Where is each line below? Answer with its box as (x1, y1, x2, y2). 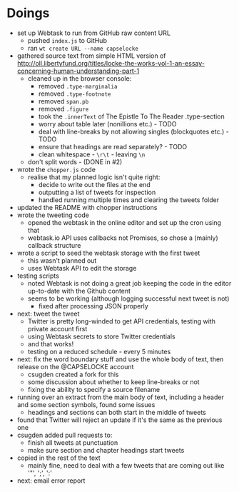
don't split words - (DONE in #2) (27, 157, 123, 166)
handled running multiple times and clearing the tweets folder (38, 195, 219, 204)
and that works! (27, 339, 74, 348)
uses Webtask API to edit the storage (27, 263, 137, 272)
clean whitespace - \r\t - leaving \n (38, 150, 146, 159)
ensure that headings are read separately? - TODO (38, 142, 187, 151)
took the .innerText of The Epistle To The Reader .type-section (38, 112, 225, 121)
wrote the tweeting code (16, 211, 90, 219)
